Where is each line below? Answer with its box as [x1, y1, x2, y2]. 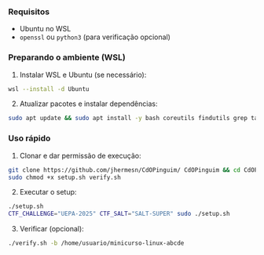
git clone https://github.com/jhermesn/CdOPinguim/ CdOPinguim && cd [8, 166, 241, 174]
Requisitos [8, 6, 49, 17]
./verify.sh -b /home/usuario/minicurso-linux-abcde [8, 239, 185, 247]
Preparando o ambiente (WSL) [8, 52, 126, 63]
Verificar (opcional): [19, 224, 84, 234]
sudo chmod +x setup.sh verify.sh [8, 173, 122, 181]
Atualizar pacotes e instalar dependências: [19, 99, 158, 108]
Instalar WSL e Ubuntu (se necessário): [19, 70, 147, 79]
